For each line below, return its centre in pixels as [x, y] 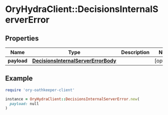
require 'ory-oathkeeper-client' [40, 90]
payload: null [24, 103]
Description [135, 52]
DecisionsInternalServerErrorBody [74, 61]
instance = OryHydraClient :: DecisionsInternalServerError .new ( [72, 99]
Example [19, 78]
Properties [22, 38]
